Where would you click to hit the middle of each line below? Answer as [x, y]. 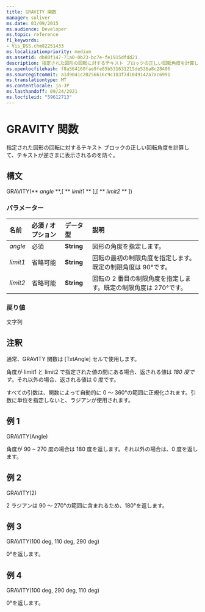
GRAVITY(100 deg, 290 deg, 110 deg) [53, 591]
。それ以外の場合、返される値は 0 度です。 [66, 379]
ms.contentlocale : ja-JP [38, 86]
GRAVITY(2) [22, 493]
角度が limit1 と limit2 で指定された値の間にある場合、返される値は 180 [95, 372]
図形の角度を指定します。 [128, 246]
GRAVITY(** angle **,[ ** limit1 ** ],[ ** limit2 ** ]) [70, 191]
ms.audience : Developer [37, 29]
